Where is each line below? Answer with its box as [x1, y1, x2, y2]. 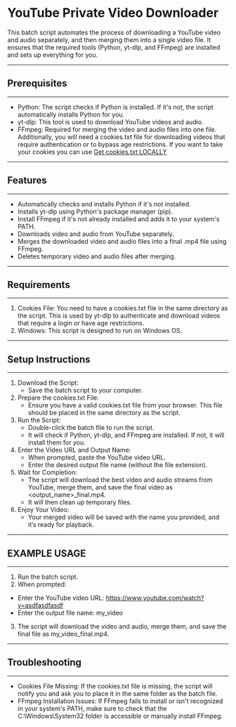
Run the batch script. [17, 572, 79, 581]
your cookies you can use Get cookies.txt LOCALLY [17, 148, 167, 156]
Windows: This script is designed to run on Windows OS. [17, 327, 183, 335]
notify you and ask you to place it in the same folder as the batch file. [17, 689, 218, 697]
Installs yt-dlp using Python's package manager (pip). [17, 207, 173, 216]
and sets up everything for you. [7, 51, 98, 59]
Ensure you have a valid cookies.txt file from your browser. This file [27, 401, 223, 410]
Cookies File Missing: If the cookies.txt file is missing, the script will [17, 681, 213, 690]
